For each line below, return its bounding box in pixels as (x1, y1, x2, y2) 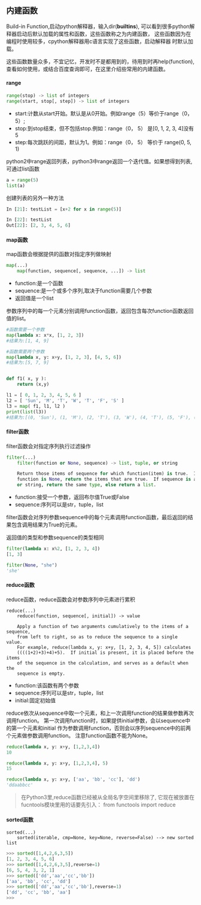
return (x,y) (17, 382, 50, 388)
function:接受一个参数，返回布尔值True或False (14, 493, 130, 501)
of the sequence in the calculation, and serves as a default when (17, 660, 188, 666)
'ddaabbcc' (6, 782, 33, 788)
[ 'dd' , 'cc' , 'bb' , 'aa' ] (6, 889, 71, 895)
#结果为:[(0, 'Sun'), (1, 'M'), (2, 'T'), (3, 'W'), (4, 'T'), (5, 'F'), (6, 415, 191, 420)
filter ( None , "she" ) (6, 562, 58, 568)
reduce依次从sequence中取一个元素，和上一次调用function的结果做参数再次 (6, 709, 194, 717)
